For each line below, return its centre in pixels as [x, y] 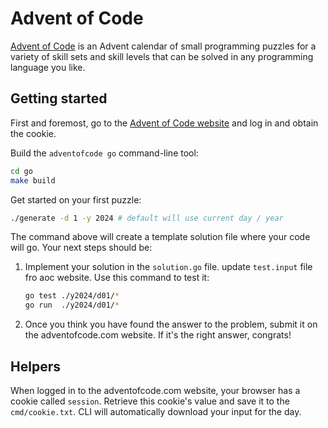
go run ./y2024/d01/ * [72, 305]
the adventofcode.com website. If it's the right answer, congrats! [158, 335]
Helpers [35, 366]
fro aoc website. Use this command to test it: [117, 278]
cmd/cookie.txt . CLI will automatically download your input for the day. [156, 411]
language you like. [48, 67]
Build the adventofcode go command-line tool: [104, 153]
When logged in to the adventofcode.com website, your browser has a [155, 390]
